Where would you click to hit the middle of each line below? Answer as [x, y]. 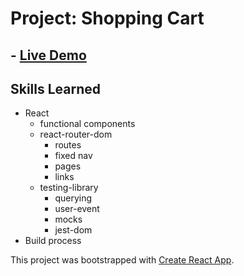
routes [68, 145]
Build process [53, 241]
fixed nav [73, 156]
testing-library [69, 188]
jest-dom [73, 230]
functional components [87, 124]
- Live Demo [48, 55]
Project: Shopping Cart [107, 18]
